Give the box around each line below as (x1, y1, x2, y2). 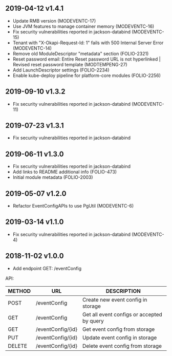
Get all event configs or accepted (82, 311, 162, 318)
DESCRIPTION (105, 287, 141, 294)
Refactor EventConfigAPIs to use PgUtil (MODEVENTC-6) (12, 203, 134, 209)
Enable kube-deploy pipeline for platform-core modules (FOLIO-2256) (12, 72, 161, 79)
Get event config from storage (82, 326, 155, 333)
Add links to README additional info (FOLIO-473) (12, 169, 117, 175)
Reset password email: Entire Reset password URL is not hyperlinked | (12, 56, 161, 62)
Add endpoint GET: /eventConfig (12, 265, 82, 271)
